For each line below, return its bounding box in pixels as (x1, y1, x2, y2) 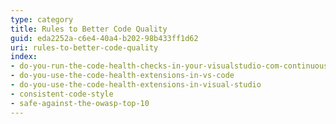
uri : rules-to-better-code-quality (10, 42, 159, 53)
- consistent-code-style (10, 89, 114, 99)
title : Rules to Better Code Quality (10, 24, 168, 34)
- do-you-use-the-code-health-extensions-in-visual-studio (10, 80, 262, 90)
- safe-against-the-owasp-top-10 (10, 98, 150, 108)
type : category (10, 14, 74, 25)
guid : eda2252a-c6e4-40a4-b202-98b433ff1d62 (10, 33, 199, 43)
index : (10, 52, 38, 62)
